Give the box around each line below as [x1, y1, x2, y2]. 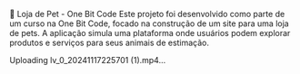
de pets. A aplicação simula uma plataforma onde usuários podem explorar [9, 28, 291, 38]
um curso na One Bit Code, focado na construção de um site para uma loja [9, 18, 289, 29]
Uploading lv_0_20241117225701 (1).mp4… [9, 55, 166, 65]
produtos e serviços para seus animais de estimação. [9, 37, 210, 48]
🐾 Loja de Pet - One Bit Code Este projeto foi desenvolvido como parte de [9, 9, 285, 19]
